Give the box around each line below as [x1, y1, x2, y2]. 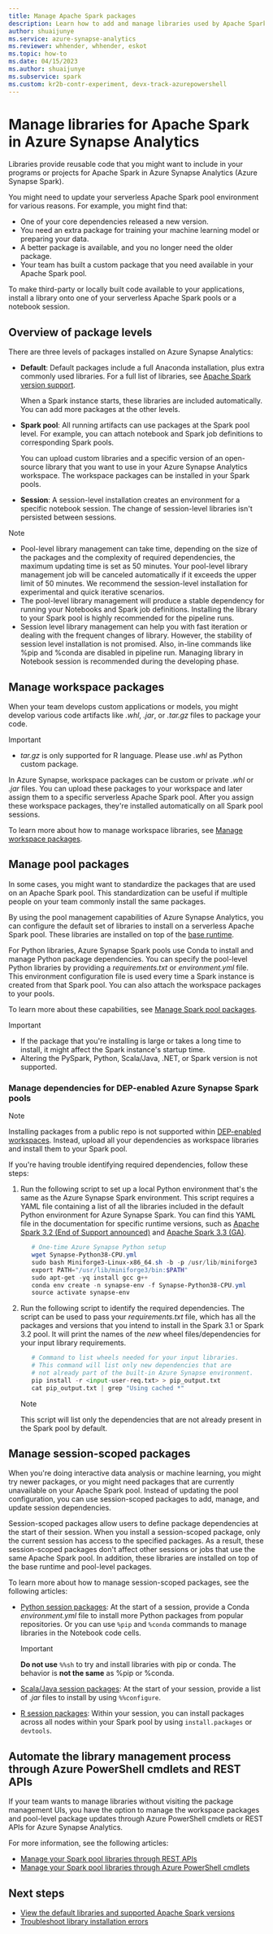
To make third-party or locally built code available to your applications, [8, 284, 245, 294]
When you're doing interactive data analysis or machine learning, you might [8, 1468, 262, 1478]
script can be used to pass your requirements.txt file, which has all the [19, 1312, 256, 1322]
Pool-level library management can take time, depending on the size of [19, 544, 258, 554]
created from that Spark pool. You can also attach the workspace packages [8, 980, 262, 989]
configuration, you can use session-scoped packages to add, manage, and [8, 1494, 260, 1504]
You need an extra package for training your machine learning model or [19, 226, 260, 235]
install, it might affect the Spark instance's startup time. [19, 1044, 206, 1055]
